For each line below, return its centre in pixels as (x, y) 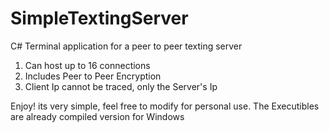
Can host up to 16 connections (87, 65)
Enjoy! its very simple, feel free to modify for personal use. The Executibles (165, 106)
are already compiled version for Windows (97, 116)
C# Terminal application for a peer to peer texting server (126, 46)
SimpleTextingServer (99, 18)
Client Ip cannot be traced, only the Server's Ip (121, 86)
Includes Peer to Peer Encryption (93, 76)
